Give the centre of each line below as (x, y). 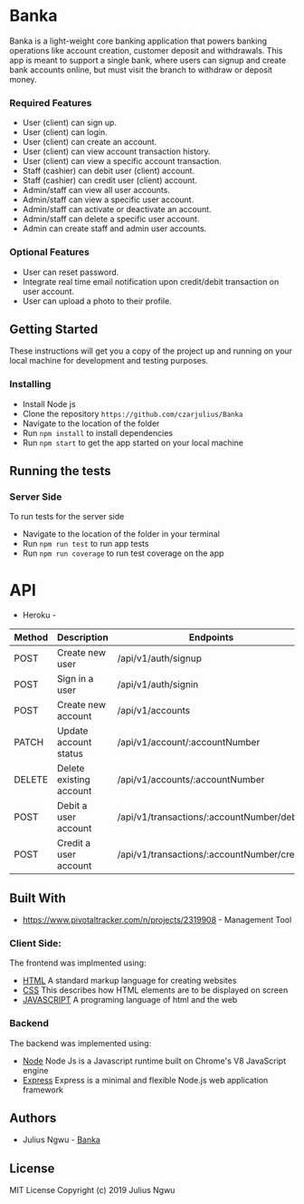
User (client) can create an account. (90, 142)
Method (31, 637)
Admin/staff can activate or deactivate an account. (117, 209)
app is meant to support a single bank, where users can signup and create (148, 60)
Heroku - (39, 615)
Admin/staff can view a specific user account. (108, 199)
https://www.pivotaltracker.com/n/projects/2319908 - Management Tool (157, 920)
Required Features (51, 102)
